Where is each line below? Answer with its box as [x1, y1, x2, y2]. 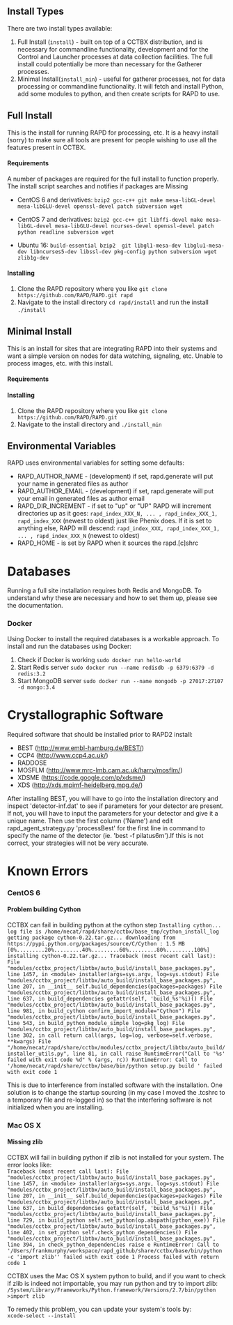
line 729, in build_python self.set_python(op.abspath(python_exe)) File [7, 1217, 226, 1224]
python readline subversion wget [17, 228, 115, 236]
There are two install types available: [7, 24, 113, 32]
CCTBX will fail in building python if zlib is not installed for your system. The [7, 1153, 225, 1162]
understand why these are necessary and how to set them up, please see [7, 594, 218, 602]
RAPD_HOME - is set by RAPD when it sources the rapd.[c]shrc [17, 539, 199, 547]
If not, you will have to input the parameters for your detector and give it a [7, 809, 218, 817]
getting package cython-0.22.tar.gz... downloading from [7, 934, 176, 941]
